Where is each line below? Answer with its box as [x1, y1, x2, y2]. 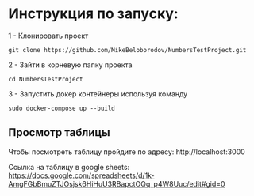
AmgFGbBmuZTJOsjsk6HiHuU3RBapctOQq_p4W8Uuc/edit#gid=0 [8, 179, 225, 188]
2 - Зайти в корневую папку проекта [8, 60, 133, 70]
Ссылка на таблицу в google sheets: [8, 162, 130, 171]
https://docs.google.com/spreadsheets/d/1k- [8, 171, 155, 180]
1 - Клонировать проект [8, 31, 89, 40]
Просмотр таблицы [8, 126, 111, 139]
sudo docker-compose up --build [8, 104, 115, 112]
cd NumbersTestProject [8, 75, 83, 83]
